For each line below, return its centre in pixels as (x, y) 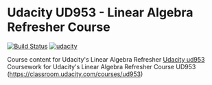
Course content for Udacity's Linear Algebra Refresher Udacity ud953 (106, 59)
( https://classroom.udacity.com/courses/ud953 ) (75, 74)
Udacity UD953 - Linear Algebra (100, 13)
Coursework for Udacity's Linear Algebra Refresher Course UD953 (102, 66)
